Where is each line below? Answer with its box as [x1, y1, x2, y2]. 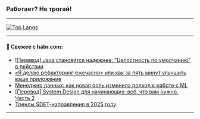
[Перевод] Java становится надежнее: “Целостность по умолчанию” [14, 56, 191, 64]
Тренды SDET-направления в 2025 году [14, 101, 117, 108]
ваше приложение [14, 75, 62, 82]
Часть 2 [14, 94, 35, 101]
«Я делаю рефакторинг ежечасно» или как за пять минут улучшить [14, 69, 187, 76]
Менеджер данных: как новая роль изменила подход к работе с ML [14, 82, 188, 89]
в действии [14, 62, 43, 70]
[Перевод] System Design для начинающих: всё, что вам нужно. [14, 88, 179, 95]
